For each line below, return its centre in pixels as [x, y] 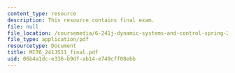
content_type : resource [42, 14]
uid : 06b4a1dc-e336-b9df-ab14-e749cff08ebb [72, 59]
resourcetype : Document [42, 46]
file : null [23, 26]
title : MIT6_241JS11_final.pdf [53, 53]
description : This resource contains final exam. [81, 20]
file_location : [29, 33]
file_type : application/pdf [48, 40]
